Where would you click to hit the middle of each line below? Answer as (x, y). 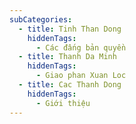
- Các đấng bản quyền (81, 47)
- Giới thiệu (63, 103)
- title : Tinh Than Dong (70, 29)
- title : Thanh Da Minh (67, 57)
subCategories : (41, 19)
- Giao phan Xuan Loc (81, 76)
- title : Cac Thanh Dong (70, 85)
